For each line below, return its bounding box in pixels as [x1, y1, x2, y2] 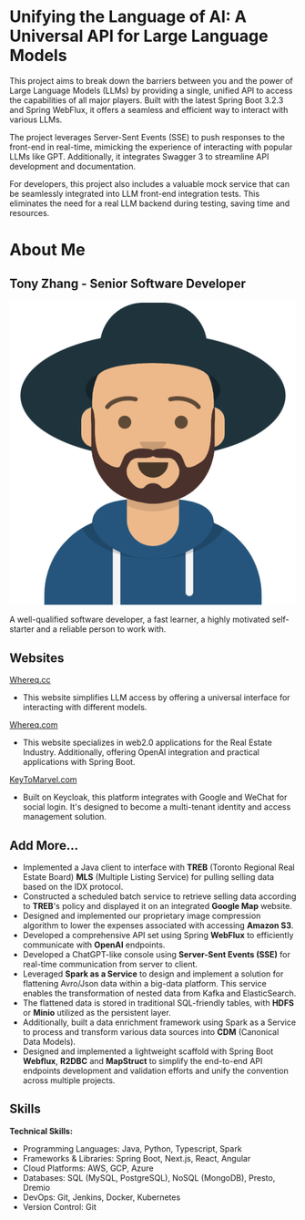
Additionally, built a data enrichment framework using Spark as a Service [22, 1017, 297, 1028]
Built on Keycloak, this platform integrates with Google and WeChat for [22, 791, 288, 803]
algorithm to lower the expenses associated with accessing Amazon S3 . [22, 920, 294, 931]
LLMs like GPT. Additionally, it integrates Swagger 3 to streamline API [9, 150, 269, 161]
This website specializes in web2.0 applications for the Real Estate [22, 737, 273, 749]
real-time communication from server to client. [22, 959, 198, 970]
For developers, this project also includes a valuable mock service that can [9, 178, 290, 189]
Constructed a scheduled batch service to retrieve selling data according [22, 891, 297, 902]
